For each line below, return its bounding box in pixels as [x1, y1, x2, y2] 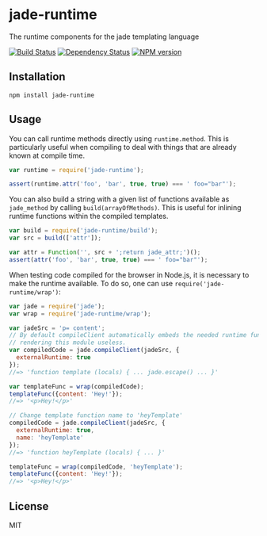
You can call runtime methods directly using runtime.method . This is [9, 133, 229, 144]
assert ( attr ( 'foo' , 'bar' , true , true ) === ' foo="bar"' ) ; [9, 255, 208, 263]
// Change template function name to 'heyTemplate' [9, 412, 183, 419]
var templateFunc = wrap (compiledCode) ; [9, 382, 145, 390]
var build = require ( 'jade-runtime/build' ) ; [9, 227, 158, 235]
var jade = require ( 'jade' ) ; [9, 302, 105, 310]
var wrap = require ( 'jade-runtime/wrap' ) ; [9, 309, 151, 318]
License [9, 500, 49, 513]
